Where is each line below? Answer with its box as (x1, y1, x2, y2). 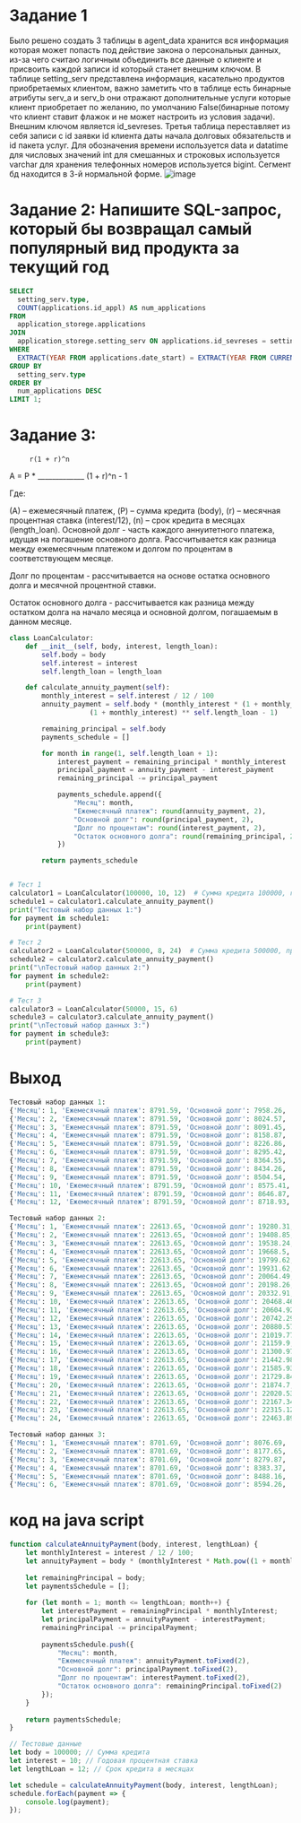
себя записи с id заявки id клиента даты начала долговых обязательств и (9, 130, 291, 141)
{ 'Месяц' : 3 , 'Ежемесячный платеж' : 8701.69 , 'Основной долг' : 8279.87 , (9, 1454, 287, 1464)
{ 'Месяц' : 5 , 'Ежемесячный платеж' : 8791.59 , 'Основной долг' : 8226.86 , (9, 1140, 287, 1149)
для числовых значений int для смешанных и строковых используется (9, 149, 280, 160)
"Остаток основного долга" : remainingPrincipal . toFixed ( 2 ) (56, 1682, 282, 1691)
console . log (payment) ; (25, 1797, 110, 1807)
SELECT (9, 286, 34, 296)
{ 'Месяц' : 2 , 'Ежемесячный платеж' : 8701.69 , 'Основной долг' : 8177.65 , (9, 1446, 287, 1455)
